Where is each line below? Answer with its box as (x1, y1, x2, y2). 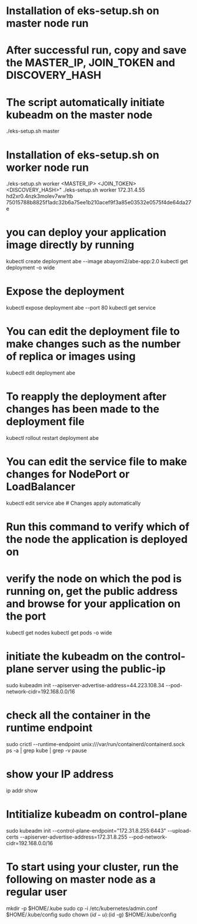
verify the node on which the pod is (6, 572, 182, 585)
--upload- (167, 827, 192, 834)
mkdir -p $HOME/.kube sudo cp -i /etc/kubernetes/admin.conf (6, 905, 158, 912)
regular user (6, 885, 68, 899)
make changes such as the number (6, 337, 181, 351)
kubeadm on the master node (6, 108, 153, 121)
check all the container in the (6, 708, 151, 722)
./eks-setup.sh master (6, 128, 60, 135)
